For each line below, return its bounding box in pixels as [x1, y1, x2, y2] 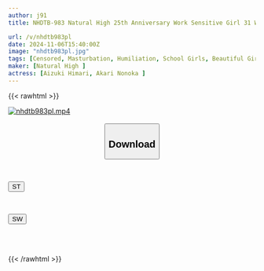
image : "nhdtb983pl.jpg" [8, 48, 90, 56]
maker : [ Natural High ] [8, 62, 86, 71]
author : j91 [8, 11, 47, 20]
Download [108, 138, 156, 150]
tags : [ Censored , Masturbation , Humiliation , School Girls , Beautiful [8, 55, 244, 63]
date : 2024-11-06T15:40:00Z [8, 40, 101, 48]
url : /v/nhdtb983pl [8, 33, 72, 41]
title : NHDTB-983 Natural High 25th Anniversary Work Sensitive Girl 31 [8, 19, 251, 27]
